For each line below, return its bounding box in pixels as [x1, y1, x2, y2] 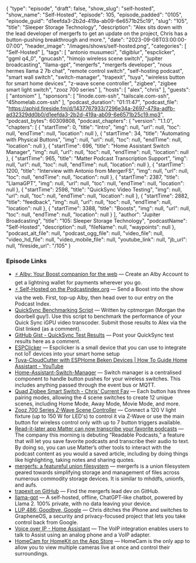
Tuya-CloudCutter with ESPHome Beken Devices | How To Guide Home [14, 357, 188, 364]
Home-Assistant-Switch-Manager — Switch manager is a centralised [14, 369, 182, 376]
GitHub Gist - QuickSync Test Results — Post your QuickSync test [14, 331, 174, 339]
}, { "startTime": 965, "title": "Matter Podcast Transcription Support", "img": [6, 155, 188, 162]
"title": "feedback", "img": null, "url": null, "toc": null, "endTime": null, [6, 199, 172, 205]
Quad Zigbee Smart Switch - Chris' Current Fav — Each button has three [14, 388, 191, 395]
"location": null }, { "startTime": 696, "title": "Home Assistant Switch [6, 142, 170, 149]
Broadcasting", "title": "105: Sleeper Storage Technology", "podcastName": [6, 217, 188, 224]
